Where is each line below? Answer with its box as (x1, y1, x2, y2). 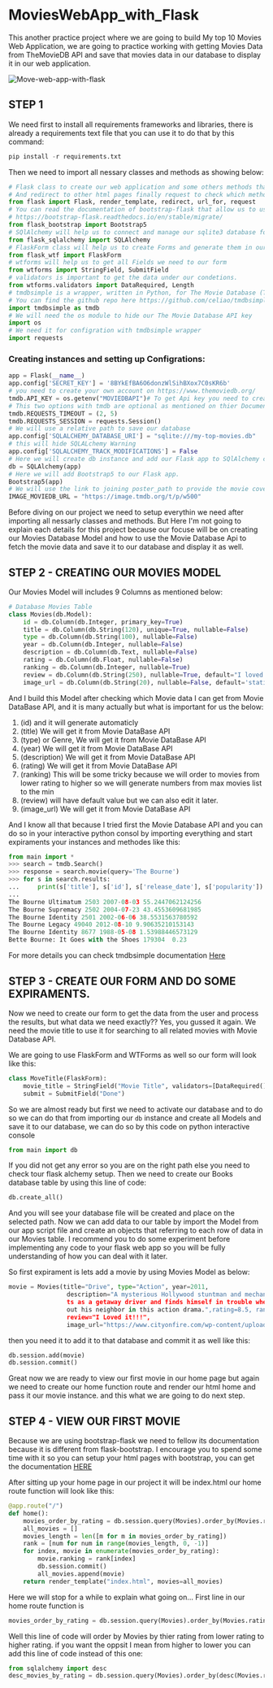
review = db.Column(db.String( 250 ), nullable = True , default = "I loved (23, 671, 264, 679)
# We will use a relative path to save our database (8, 424, 191, 433)
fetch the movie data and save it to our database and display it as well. (8, 542, 244, 552)
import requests (8, 334, 63, 342)
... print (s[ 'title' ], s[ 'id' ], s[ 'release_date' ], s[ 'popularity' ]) (8, 883, 264, 891)
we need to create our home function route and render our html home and (8, 1382, 256, 1392)
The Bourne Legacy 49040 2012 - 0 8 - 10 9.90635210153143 (8, 920, 195, 929)
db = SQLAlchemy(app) (8, 462, 82, 471)
